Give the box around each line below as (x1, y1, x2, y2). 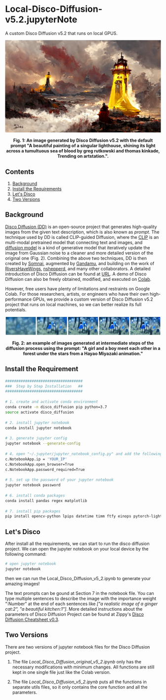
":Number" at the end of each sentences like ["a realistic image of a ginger (5, 601, 158, 607)
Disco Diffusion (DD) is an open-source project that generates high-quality (5, 224, 157, 230)
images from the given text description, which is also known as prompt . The (5, 229, 160, 235)
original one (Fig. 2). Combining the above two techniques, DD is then (5, 255, 147, 261)
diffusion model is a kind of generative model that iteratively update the (5, 244, 150, 250)
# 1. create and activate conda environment (5, 399, 98, 404)
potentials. (5, 307, 27, 312)
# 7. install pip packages (5, 508, 61, 514)
